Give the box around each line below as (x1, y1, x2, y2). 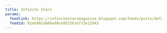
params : (5, 12, 21, 16)
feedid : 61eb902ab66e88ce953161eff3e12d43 (9, 20, 99, 26)
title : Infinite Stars (5, 7, 52, 12)
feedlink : (9, 16, 30, 21)
